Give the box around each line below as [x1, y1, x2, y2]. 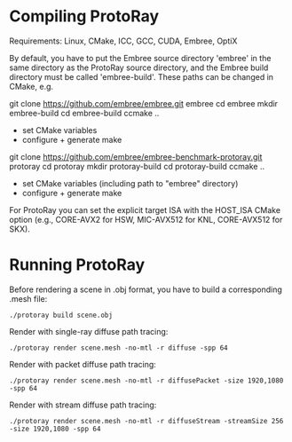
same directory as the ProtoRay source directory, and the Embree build [9, 62, 269, 73]
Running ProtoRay [9, 255, 146, 275]
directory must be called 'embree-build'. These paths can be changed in [9, 71, 273, 82]
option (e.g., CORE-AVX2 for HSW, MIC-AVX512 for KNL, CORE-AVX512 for [9, 214, 283, 225]
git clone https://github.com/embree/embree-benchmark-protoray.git [9, 151, 263, 162]
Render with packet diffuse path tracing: [9, 359, 157, 369]
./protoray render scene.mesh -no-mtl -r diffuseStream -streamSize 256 [9, 416, 284, 425]
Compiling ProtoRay [9, 6, 160, 27]
